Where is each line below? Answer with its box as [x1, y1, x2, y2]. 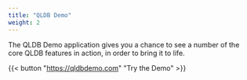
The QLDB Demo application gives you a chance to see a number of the [8, 40, 240, 49]
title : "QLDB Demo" [8, 11, 72, 19]
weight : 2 [8, 19, 41, 26]
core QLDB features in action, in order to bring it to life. [8, 48, 186, 57]
